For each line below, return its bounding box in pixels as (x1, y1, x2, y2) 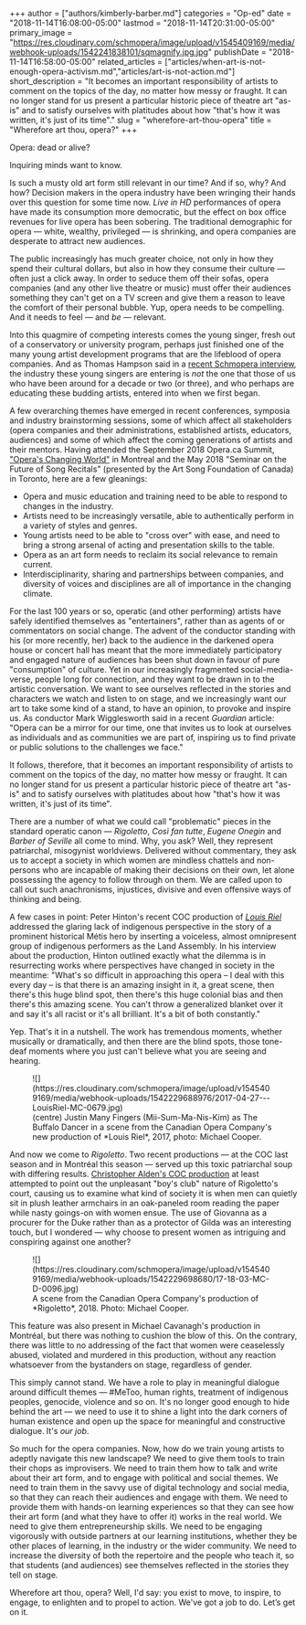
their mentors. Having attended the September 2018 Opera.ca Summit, (9, 444, 275, 455)
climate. (22, 589, 53, 599)
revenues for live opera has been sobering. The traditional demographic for (9, 217, 293, 227)
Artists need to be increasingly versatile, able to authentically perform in (22, 511, 294, 521)
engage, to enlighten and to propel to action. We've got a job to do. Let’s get (9, 1597, 296, 1608)
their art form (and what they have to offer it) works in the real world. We (9, 1512, 282, 1522)
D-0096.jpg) (32, 1283, 79, 1294)
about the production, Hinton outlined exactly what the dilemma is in (9, 951, 267, 961)
